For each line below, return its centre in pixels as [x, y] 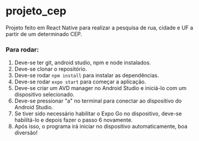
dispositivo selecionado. [44, 95]
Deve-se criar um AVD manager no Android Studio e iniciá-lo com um [100, 88]
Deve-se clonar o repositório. [51, 69]
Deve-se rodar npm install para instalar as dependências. [87, 76]
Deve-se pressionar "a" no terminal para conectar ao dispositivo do [98, 101]
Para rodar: [22, 49]
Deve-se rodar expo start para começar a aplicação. [80, 82]
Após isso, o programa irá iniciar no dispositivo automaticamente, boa [101, 127]
